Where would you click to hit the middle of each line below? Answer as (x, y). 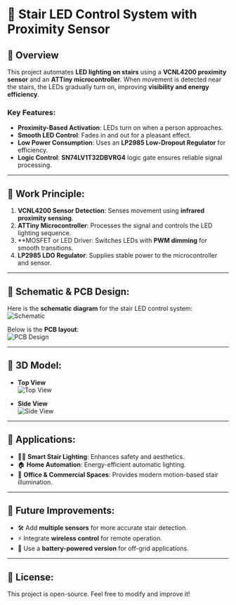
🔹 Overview (33, 55)
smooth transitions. (45, 248)
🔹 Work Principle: (46, 193)
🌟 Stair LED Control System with (102, 14)
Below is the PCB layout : (43, 329)
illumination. (35, 482)
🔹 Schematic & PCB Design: (68, 292)
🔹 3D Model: (34, 365)
